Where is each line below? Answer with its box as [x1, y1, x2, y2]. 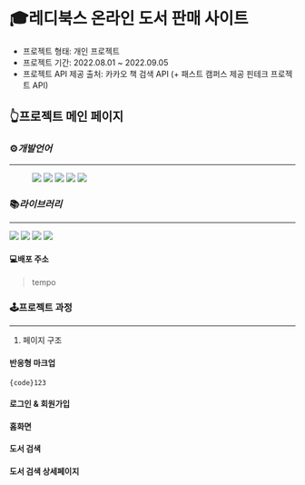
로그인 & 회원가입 [9, 399, 71, 410]
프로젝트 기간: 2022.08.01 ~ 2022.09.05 [22, 56, 169, 68]
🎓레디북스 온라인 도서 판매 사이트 [9, 8, 249, 29]
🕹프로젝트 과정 [9, 302, 73, 314]
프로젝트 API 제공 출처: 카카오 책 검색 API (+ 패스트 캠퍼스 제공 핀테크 [22, 68, 270, 79]
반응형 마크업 [9, 358, 56, 369]
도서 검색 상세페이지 [9, 466, 80, 477]
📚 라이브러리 [9, 197, 63, 210]
